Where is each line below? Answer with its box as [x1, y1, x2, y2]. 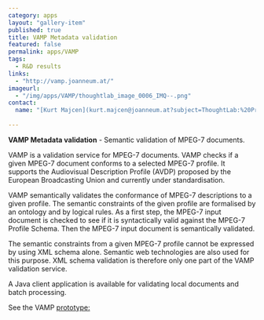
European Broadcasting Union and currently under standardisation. [8, 175, 225, 184]
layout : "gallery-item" [8, 19, 86, 27]
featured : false [8, 41, 61, 49]
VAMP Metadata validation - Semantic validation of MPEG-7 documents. [8, 135, 245, 144]
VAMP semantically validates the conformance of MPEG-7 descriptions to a [8, 190, 253, 200]
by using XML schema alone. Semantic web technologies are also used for [8, 247, 250, 256]
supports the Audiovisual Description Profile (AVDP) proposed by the [8, 166, 232, 176]
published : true [8, 26, 61, 34]
